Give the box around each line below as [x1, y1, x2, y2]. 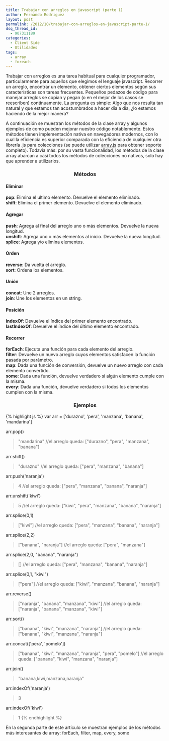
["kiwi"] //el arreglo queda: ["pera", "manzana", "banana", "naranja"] [18, 522, 160, 528]
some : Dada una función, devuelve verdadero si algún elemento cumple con [6, 373, 164, 379]
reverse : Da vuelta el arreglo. [6, 261, 67, 268]
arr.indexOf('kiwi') [6, 705, 43, 711]
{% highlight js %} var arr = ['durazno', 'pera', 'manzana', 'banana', [6, 413, 144, 419]
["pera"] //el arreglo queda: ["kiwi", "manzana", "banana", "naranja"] [18, 581, 160, 587]
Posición [6, 307, 25, 313]
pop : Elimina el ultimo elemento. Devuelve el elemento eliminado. [6, 194, 141, 200]
